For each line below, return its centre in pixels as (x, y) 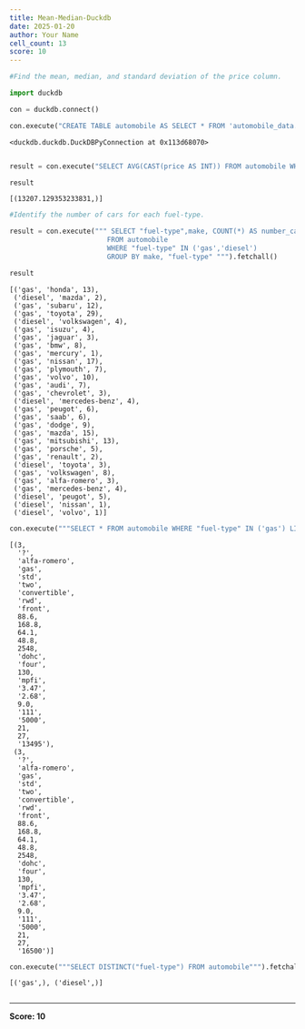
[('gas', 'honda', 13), (54, 289)
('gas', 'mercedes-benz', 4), (70, 489)
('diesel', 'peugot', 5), (62, 497)
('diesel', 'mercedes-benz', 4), (77, 401)
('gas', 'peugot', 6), (56, 409)
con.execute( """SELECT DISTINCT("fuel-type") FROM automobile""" (135, 967)
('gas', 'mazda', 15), (56, 433)
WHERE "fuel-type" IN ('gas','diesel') (182, 248)
